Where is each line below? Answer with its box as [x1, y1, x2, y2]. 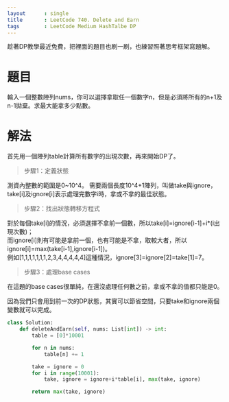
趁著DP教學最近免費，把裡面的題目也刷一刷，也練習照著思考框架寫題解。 [7, 43, 214, 51]
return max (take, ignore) [32, 388, 106, 395]
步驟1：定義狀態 [23, 167, 69, 175]
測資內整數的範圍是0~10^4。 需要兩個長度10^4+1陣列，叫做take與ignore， [7, 181, 217, 189]
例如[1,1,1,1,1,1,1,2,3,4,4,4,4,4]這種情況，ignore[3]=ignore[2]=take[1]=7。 [7, 253, 208, 261]
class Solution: [7, 320, 53, 327]
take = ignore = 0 [32, 363, 84, 370]
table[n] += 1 [43, 351, 84, 357]
